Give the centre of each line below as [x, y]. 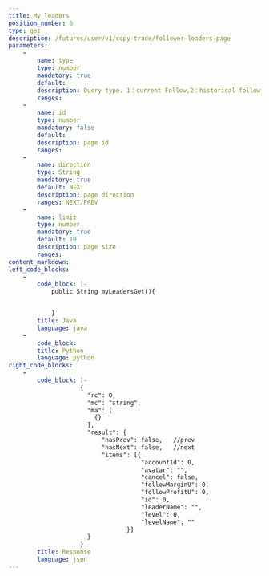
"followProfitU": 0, [175, 493]
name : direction [64, 165]
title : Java [57, 321]
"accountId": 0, [168, 462]
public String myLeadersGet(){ [103, 292]
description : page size [76, 247]
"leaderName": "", [171, 507]
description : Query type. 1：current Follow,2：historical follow [149, 90]
